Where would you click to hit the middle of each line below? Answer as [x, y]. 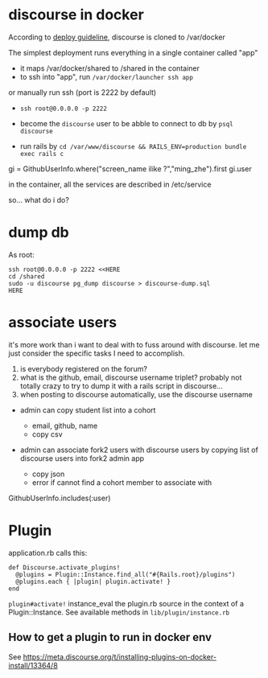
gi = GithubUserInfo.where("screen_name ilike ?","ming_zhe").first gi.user [130, 168]
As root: [21, 254]
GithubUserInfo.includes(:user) [60, 498]
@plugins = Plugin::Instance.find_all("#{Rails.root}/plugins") [126, 574]
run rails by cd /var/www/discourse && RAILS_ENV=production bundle [133, 146]
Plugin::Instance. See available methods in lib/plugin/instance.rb [119, 612]
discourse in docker [76, 15]
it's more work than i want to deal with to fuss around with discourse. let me [134, 344]
